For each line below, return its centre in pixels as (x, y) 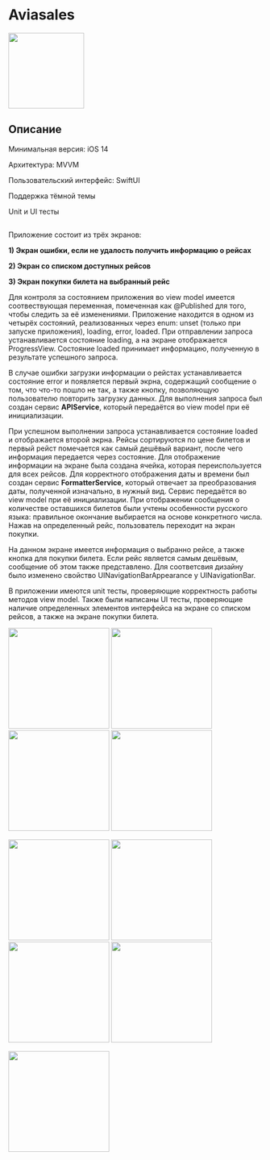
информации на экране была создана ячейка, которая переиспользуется (135, 466)
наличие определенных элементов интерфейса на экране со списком (130, 608)
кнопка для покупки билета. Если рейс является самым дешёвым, (123, 559)
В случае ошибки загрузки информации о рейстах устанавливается (125, 373)
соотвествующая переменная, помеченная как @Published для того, (127, 306)
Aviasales (42, 15)
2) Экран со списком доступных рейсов (80, 266)
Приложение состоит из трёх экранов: (75, 235)
